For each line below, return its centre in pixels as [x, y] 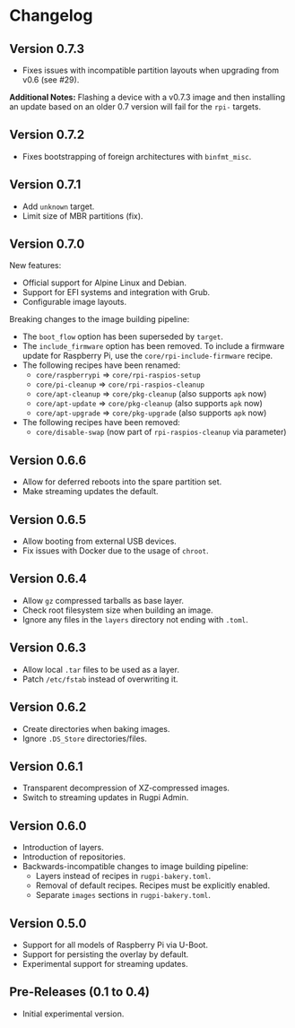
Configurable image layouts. [74, 302]
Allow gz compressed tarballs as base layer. [103, 600]
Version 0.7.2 [47, 135]
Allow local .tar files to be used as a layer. [100, 669]
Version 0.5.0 [48, 923]
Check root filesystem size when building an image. [117, 610]
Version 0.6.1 [46, 767]
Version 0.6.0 [48, 826]
